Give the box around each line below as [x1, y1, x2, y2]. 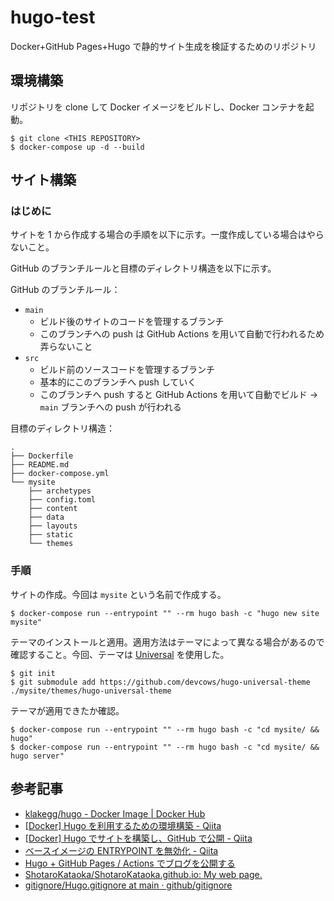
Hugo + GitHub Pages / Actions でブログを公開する [24, 857, 236, 869]
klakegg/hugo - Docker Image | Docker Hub [24, 807, 206, 820]
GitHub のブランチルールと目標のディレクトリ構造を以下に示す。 [10, 262, 277, 275]
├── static [28, 530, 74, 540]
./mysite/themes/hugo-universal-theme [10, 686, 172, 696]
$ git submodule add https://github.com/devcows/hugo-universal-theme [10, 677, 311, 687]
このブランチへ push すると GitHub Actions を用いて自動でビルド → [39, 389, 319, 401]
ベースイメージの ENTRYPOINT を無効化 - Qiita [24, 844, 219, 856]
